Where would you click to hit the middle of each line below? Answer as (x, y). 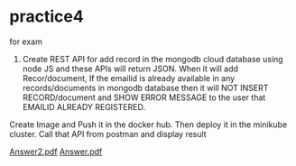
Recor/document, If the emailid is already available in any (129, 78)
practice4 (46, 17)
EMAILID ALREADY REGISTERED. (84, 106)
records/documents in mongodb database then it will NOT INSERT (145, 88)
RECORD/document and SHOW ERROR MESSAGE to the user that (144, 97)
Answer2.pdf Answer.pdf (56, 152)
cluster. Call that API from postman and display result (108, 134)
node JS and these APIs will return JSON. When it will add (130, 69)
